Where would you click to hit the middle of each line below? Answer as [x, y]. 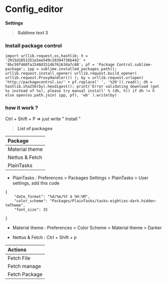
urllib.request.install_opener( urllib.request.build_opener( [71, 73]
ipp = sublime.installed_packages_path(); [72, 69]
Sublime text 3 [33, 32]
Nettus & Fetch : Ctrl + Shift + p [45, 237]
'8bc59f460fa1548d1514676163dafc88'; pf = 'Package [60, 65]
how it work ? [22, 108]
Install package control [34, 45]
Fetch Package [25, 274]
